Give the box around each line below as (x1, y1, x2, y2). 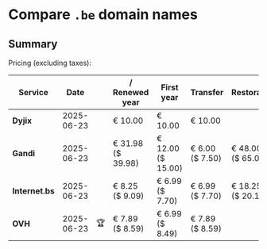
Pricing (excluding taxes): (8, 58, 92, 67)
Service (18, 87, 49, 98)
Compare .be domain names (8, 6, 199, 24)
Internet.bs (12, 186, 56, 196)
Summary (8, 37, 58, 51)
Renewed (112, 87, 149, 98)
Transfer (190, 87, 224, 98)
